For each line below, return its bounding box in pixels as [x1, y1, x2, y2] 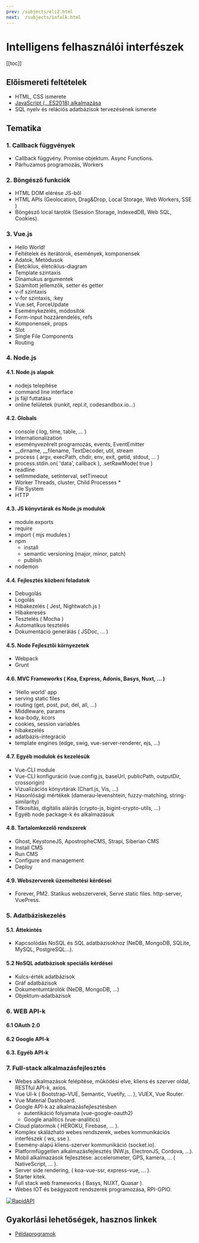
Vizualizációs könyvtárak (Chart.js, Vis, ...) [14, 785, 119, 793]
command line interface [14, 388, 73, 395]
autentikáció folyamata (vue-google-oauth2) [23, 1109, 133, 1116]
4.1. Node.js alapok [6, 368, 54, 376]
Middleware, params [14, 707, 66, 715]
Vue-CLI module [14, 766, 55, 773]
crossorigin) [14, 779, 45, 786]
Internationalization [14, 434, 63, 441]
